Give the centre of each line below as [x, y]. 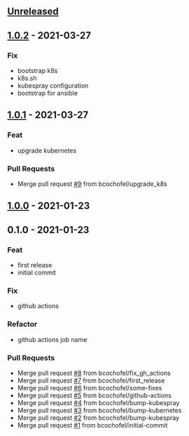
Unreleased [33, 12]
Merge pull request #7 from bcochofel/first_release [91, 381]
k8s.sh [27, 78]
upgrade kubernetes [47, 150]
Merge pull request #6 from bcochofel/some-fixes [90, 388]
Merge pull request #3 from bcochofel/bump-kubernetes [99, 411]
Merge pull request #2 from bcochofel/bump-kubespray [98, 418]
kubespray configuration [53, 86]
